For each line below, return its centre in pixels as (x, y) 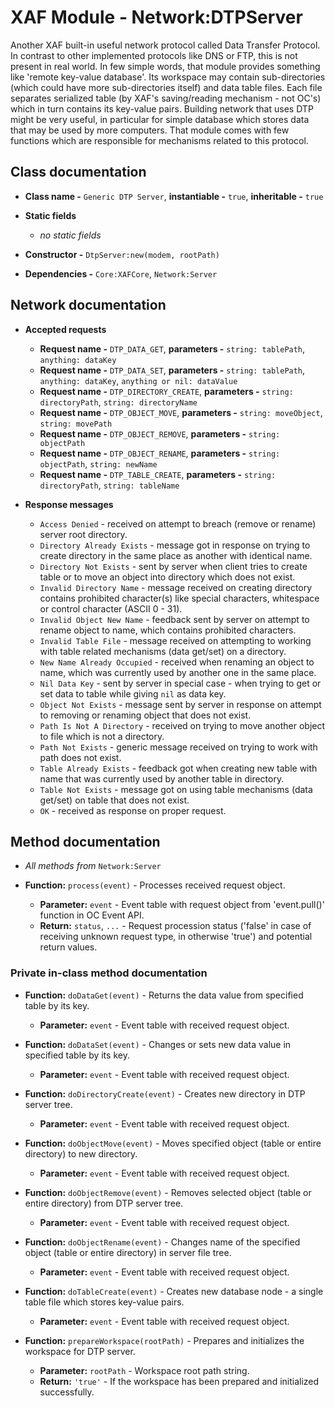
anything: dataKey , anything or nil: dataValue (138, 380)
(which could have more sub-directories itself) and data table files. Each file (166, 87)
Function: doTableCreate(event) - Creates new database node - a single (174, 1291)
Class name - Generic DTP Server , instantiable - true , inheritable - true (174, 196)
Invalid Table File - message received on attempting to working (175, 640)
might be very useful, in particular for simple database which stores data (160, 119)
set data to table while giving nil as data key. (133, 693)
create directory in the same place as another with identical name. (176, 555)
